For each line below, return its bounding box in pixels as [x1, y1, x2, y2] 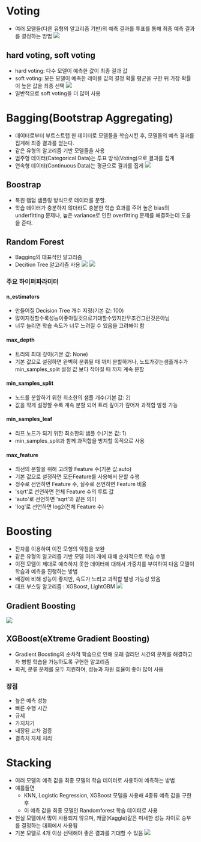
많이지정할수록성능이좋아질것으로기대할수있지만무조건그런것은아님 [14, 314, 170, 322]
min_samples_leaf [6, 416, 53, 423]
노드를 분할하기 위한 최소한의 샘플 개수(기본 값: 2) [14, 393, 131, 401]
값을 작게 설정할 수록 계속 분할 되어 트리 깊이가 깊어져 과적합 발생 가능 [14, 401, 178, 408]
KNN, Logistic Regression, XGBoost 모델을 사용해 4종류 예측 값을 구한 [23, 792, 192, 799]
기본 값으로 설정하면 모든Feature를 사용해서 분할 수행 [14, 473, 140, 480]
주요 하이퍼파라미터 [6, 278, 59, 286]
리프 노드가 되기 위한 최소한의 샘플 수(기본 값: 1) [14, 429, 127, 437]
